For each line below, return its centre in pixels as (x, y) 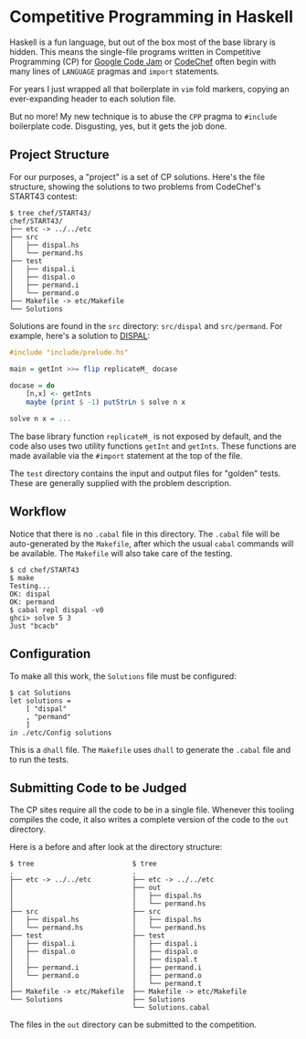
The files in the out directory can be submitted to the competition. (133, 1024)
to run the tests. (39, 759)
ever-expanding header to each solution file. (93, 99)
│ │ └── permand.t (106, 984)
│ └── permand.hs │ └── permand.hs (108, 928)
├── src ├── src (85, 912)
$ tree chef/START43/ (51, 213)
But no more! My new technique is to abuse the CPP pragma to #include (143, 116)
